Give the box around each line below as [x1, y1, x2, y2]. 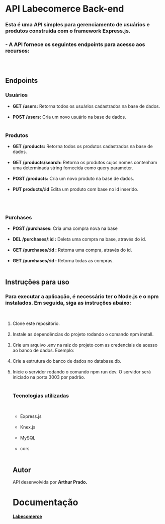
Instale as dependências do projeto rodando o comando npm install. [12, 331, 154, 337]
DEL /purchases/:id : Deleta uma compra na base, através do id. [12, 236, 147, 243]
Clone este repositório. [12, 320, 60, 326]
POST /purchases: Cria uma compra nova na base [12, 225, 118, 231]
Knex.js [20, 424, 36, 430]
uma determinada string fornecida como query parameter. [12, 165, 133, 171]
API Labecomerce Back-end [5, 3, 124, 15]
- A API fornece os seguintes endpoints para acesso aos [5, 41, 145, 48]
